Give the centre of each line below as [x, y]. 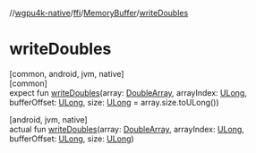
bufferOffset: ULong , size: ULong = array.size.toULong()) [114, 102]
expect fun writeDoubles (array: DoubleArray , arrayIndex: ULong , [128, 92]
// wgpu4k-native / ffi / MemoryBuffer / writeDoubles [99, 13]
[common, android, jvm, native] [67, 73]
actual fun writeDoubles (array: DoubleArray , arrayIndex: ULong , [127, 129]
